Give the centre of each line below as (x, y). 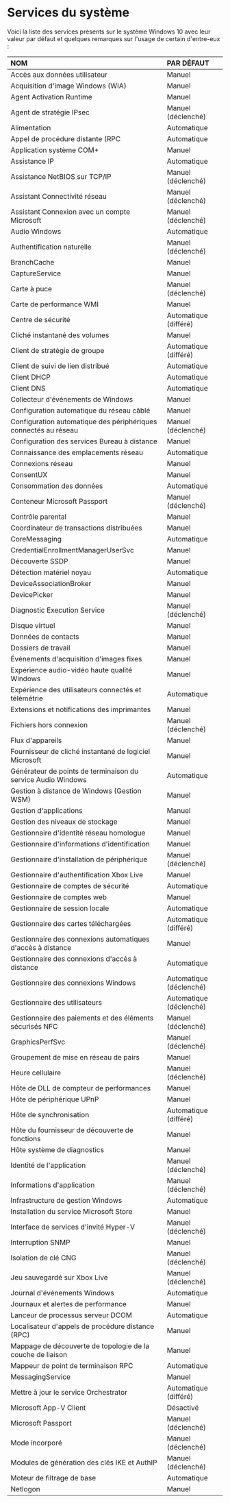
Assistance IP (33, 161)
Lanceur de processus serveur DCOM (71, 1315)
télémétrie (27, 698)
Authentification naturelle (51, 247)
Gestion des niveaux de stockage (64, 822)
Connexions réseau (42, 463)
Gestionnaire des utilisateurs (56, 1002)
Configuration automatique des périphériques (84, 421)
